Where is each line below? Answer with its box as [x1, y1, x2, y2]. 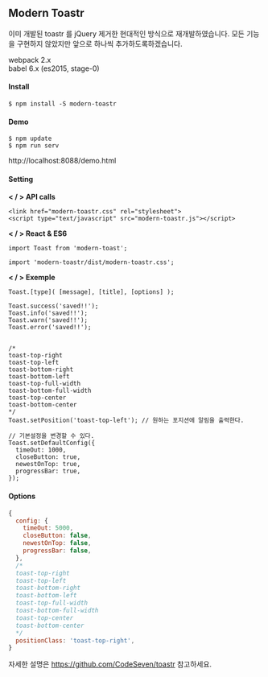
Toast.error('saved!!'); [8, 324, 92, 332]
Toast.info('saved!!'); [8, 309, 89, 317]
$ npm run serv [8, 142, 60, 150]
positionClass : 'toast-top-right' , [15, 636, 135, 645]
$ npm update [8, 134, 52, 143]
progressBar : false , [23, 547, 92, 555]
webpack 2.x [8, 55, 52, 64]
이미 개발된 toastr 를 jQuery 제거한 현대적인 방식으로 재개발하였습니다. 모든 [8, 28, 245, 39]
